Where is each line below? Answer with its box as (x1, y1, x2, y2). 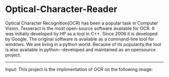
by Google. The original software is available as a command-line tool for (5, 36, 154, 42)
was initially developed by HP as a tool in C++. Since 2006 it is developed (5, 30, 158, 36)
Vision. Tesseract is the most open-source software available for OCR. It (5, 25, 155, 31)
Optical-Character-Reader (5, 3, 118, 15)
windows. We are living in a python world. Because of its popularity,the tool (5, 41, 161, 47)
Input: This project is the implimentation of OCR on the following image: (5, 66, 153, 72)
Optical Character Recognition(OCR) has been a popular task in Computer (5, 20, 158, 26)
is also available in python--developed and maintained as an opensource (5, 46, 156, 52)
